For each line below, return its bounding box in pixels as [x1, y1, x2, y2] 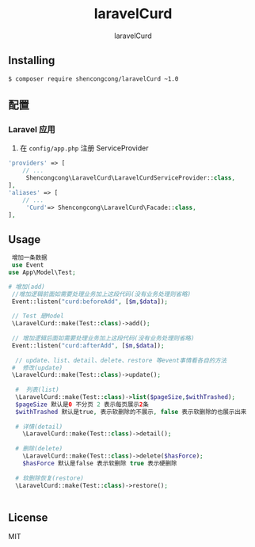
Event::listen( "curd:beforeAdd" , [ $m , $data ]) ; [11, 298, 169, 306]
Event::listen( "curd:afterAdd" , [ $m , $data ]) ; [11, 341, 165, 349]
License [8, 511, 48, 524]
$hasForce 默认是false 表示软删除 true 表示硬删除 [22, 459, 177, 467]
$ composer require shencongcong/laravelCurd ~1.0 [8, 74, 179, 83]
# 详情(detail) [15, 423, 63, 431]
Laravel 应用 [8, 124, 55, 135]
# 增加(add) [8, 283, 45, 291]
